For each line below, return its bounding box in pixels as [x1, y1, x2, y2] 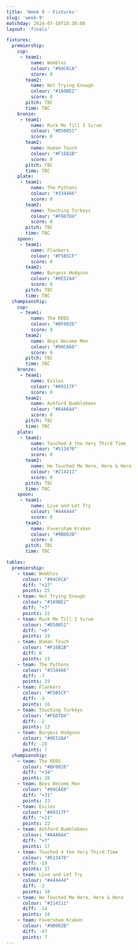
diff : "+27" [22, 582, 53, 588]
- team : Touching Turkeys [17, 707, 83, 713]
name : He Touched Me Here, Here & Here [30, 463, 132, 469]
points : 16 [22, 701, 50, 707]
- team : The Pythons [17, 661, 69, 668]
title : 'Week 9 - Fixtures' [6, 9, 78, 15]
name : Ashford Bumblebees [30, 401, 97, 407]
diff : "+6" [22, 627, 50, 634]
